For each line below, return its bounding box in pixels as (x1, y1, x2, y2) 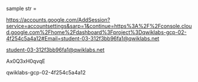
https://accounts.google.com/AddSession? (6, 16, 111, 23)
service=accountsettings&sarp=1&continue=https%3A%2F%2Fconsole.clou (6, 23, 192, 29)
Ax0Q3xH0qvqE (6, 58, 46, 64)
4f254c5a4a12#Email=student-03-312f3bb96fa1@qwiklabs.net (6, 35, 160, 42)
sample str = (6, 5, 37, 12)
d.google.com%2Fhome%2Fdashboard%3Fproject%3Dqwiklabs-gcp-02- (6, 29, 187, 36)
